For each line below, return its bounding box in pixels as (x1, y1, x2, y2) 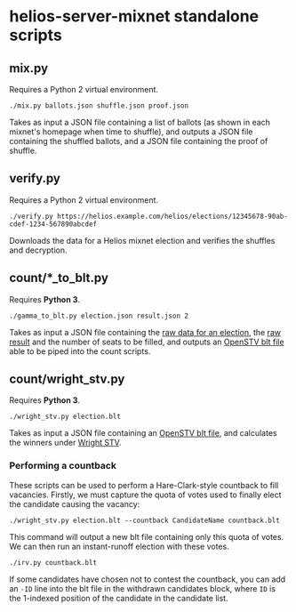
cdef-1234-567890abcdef (9, 220, 98, 229)
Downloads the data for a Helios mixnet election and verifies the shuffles (9, 235, 276, 246)
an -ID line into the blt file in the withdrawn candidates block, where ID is (9, 583, 276, 593)
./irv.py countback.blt (9, 558, 98, 567)
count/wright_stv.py (9, 372, 125, 387)
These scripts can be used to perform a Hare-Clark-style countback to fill (9, 479, 279, 490)
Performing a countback (9, 460, 117, 472)
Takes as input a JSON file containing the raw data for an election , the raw (9, 326, 282, 337)
